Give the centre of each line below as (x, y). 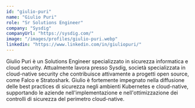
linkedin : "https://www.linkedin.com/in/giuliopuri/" (74, 45)
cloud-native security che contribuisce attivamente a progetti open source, (98, 74)
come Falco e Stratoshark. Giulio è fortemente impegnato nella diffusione (95, 80)
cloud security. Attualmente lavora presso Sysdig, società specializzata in (96, 67)
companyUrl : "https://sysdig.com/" (50, 34)
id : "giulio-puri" (29, 12)
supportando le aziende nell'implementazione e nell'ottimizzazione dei (92, 93)
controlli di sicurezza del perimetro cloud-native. (65, 99)
